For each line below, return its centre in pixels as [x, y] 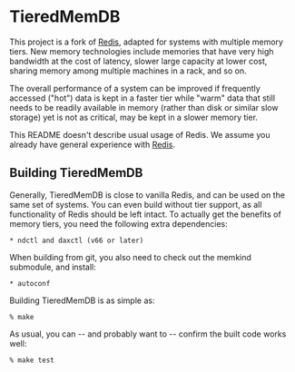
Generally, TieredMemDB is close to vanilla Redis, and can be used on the [147, 195]
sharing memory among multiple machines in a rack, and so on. [128, 71]
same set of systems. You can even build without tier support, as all [136, 204]
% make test [32, 360]
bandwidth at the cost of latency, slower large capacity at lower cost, [138, 61]
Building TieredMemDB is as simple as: [82, 300]
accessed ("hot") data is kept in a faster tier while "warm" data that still [142, 98]
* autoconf [30, 283]
